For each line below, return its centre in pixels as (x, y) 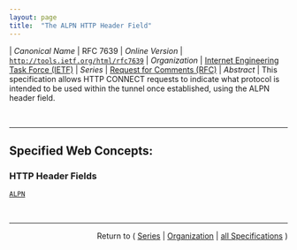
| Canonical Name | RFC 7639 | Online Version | (96, 50)
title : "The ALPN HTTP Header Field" (80, 26)
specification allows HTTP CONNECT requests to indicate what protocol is (145, 79)
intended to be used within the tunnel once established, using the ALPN (140, 88)
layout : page (33, 17)
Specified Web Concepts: (81, 151)
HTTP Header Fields (53, 176)
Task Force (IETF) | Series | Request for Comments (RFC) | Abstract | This (144, 69)
